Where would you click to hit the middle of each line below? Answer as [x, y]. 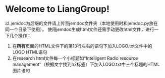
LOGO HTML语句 [30, 52]
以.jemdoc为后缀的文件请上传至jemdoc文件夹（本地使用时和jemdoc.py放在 [82, 23]
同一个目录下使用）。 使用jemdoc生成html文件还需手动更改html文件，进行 [80, 29]
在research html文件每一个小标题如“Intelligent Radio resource [75, 58]
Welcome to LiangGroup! [57, 9]
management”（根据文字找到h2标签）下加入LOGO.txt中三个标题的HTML [86, 64]
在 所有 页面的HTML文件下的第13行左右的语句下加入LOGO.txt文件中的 [82, 46]
